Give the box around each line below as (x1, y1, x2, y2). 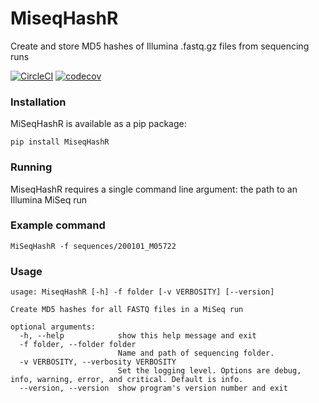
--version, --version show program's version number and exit (19, 383, 288, 394)
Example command (10, 218, 106, 232)
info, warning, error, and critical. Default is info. (10, 375, 244, 385)
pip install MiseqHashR (10, 137, 110, 147)
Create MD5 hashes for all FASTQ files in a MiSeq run (10, 305, 244, 315)
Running (10, 160, 53, 174)
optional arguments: (10, 322, 97, 332)
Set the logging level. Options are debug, (117, 366, 302, 376)
